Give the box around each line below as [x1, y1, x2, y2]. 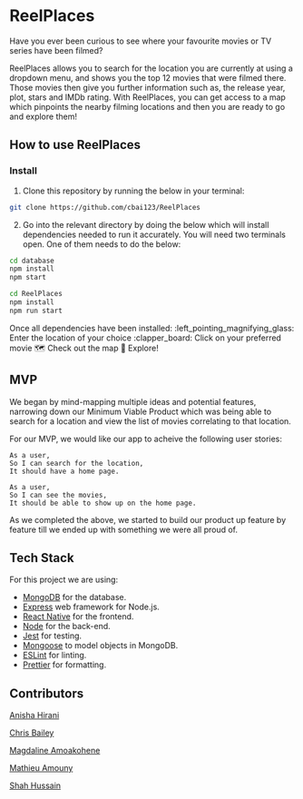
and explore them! [9, 111, 77, 122]
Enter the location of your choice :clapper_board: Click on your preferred [9, 332, 281, 343]
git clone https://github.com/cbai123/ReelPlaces [9, 202, 201, 212]
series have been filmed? [9, 44, 103, 55]
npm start [9, 273, 47, 282]
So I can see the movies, [9, 490, 107, 499]
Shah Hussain [9, 780, 62, 791]
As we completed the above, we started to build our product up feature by [9, 514, 287, 525]
